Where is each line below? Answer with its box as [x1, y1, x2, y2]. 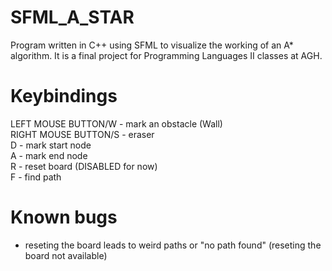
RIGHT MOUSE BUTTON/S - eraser [10, 128, 155, 140]
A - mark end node [10, 149, 88, 161]
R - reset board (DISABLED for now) [10, 160, 158, 172]
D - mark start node [10, 139, 92, 151]
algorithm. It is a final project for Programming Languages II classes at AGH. [10, 49, 323, 61]
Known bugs [10, 206, 118, 229]
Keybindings [10, 85, 118, 108]
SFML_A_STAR [10, 6, 135, 29]
